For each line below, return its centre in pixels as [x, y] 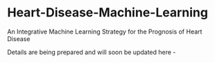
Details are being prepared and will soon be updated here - [92, 52]
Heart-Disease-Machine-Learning [108, 13]
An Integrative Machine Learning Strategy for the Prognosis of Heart [105, 32]
